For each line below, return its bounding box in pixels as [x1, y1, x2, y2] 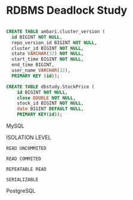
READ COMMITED [6, 156, 42, 162]
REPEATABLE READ [6, 167, 47, 173]
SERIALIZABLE [6, 177, 39, 183]
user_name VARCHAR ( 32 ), [11, 67, 70, 73]
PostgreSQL [6, 187, 36, 195]
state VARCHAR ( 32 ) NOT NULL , [11, 51, 84, 57]
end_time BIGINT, [11, 62, 55, 68]
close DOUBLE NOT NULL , [17, 95, 76, 101]
